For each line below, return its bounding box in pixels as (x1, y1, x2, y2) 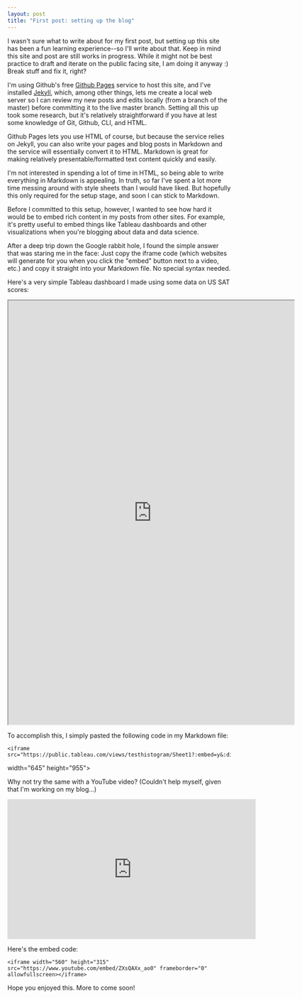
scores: (7, 285, 30, 293)
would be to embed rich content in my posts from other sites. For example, (7, 212, 225, 221)
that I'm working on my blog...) (7, 784, 97, 793)
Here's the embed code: (7, 944, 78, 953)
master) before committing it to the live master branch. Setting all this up (7, 103, 219, 112)
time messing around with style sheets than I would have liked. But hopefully (7, 183, 231, 192)
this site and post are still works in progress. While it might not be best (7, 51, 213, 60)
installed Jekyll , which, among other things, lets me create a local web (7, 88, 213, 97)
